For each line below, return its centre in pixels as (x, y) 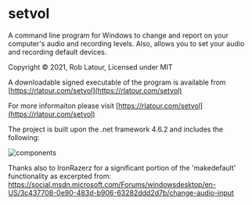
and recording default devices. (58, 52)
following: (24, 137)
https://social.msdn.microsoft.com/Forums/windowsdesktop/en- (112, 184)
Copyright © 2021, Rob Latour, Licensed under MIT (90, 67)
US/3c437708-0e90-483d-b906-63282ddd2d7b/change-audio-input (121, 192)
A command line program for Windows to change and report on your (119, 35)
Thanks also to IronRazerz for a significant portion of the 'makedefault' (122, 167)
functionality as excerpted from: (60, 176)
